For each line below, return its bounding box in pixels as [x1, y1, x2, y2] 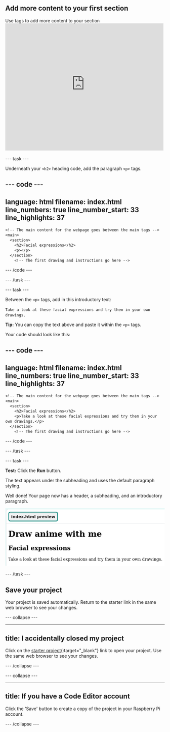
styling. [5, 483, 21, 489]
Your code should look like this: [5, 332, 71, 338]
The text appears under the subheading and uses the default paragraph [5, 478, 155, 484]
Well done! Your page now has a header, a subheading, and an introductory [5, 493, 163, 499]
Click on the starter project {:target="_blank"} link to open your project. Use [5, 647, 162, 653]
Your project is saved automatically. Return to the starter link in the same [5, 599, 156, 605]
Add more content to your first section [5, 4, 129, 13]
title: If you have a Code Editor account [5, 692, 130, 701]
